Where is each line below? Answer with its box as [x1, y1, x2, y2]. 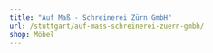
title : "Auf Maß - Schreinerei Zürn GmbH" [9, 13, 172, 22]
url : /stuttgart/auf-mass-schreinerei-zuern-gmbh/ [9, 22, 205, 31]
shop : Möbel [9, 30, 54, 39]
